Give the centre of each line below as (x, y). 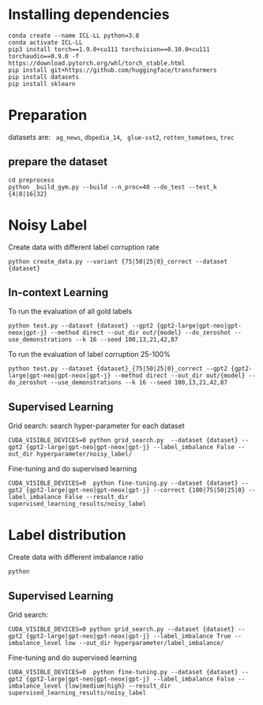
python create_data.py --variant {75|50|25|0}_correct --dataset (118, 261)
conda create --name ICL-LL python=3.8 (74, 36)
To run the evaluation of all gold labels (70, 311)
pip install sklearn (42, 84)
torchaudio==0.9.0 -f (44, 56)
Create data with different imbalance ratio (76, 557)
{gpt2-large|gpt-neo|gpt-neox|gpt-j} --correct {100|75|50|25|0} (135, 490)
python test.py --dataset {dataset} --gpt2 (81, 326)
